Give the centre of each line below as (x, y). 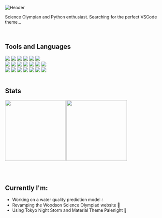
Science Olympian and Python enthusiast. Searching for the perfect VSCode (81, 17)
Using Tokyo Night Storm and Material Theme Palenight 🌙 (69, 210)
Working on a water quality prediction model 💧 (58, 200)
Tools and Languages (38, 47)
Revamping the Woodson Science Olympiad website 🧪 (66, 205)
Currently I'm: (27, 188)
